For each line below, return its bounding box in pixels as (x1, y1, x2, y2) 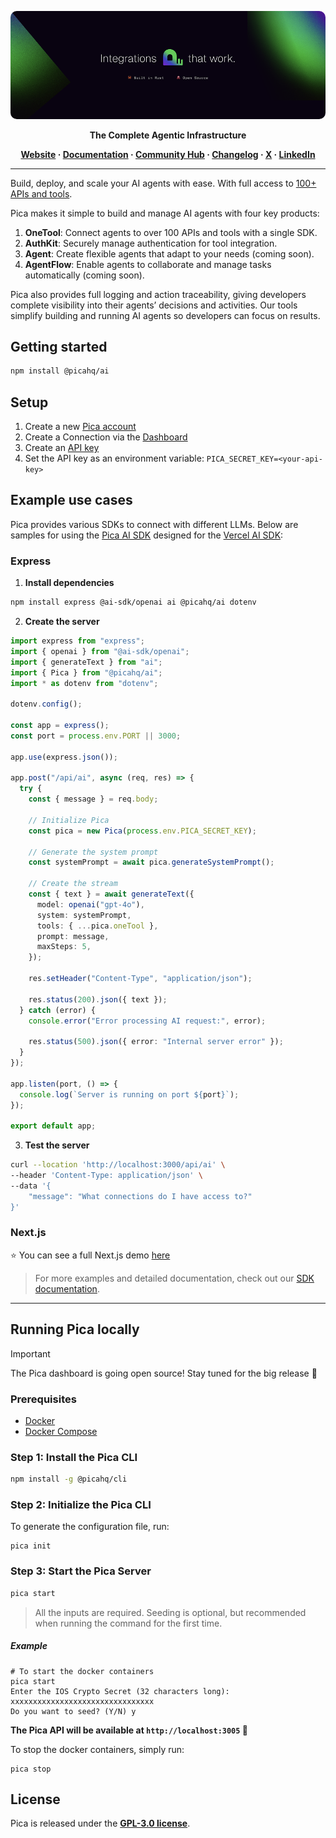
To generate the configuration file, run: (10, 1521, 170, 1533)
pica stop (10, 1764, 52, 1774)
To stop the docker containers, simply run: (10, 1743, 185, 1755)
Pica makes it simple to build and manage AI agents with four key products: (10, 207, 320, 219)
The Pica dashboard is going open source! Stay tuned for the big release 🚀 (10, 1367, 318, 1379)
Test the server (24, 1139, 90, 1151)
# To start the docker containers (10, 1666, 155, 1676)
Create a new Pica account (24, 421, 137, 433)
